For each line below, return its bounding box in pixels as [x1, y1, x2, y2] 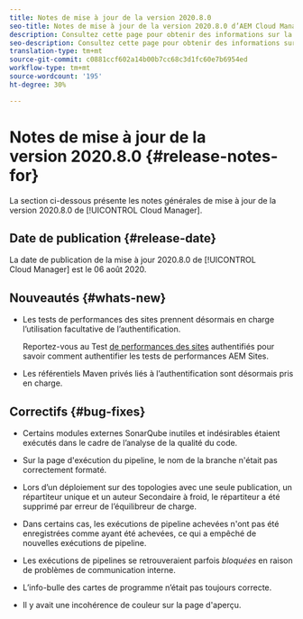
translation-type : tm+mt [9, 47, 103, 56]
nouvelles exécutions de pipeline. [22, 538, 147, 548]
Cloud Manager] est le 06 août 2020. [9, 264, 147, 275]
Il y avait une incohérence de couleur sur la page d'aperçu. [22, 600, 242, 610]
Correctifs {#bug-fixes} [9, 404, 146, 419]
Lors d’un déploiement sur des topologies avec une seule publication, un [22, 482, 293, 492]
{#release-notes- [145, 146, 279, 167]
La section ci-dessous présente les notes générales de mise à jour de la [9, 195, 277, 205]
